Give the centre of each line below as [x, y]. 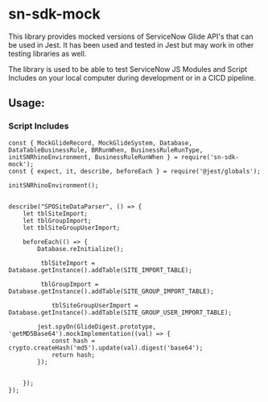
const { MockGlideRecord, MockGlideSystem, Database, [101, 143]
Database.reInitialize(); [81, 249]
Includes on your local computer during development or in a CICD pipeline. [132, 77]
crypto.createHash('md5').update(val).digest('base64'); [106, 348]
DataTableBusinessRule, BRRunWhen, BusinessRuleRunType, [106, 150]
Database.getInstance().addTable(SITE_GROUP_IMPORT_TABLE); [111, 291]
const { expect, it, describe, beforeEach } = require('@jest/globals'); [135, 171]
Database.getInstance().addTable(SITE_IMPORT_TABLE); [101, 270]
